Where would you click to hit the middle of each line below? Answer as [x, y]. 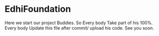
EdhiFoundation [38, 9]
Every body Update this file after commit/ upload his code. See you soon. [79, 28]
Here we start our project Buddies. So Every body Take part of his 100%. [79, 23]
